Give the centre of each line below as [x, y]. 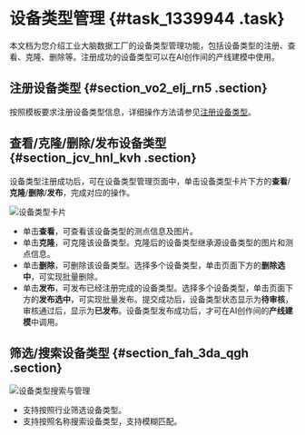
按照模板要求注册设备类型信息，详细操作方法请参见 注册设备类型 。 [133, 112]
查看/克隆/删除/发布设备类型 [88, 143]
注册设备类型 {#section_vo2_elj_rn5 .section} [138, 89]
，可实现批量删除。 [66, 276]
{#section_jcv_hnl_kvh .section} [103, 158]
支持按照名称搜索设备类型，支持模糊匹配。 [102, 421]
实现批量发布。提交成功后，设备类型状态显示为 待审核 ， [189, 299]
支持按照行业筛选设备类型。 [74, 410]
